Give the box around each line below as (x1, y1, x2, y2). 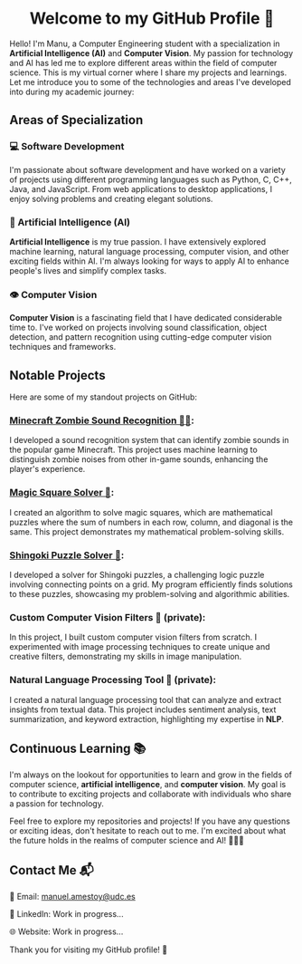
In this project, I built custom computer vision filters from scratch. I (9, 631, 258, 642)
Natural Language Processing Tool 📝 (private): (9, 674, 217, 687)
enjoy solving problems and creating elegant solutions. (9, 193, 213, 204)
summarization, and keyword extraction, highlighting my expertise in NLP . (9, 713, 285, 724)
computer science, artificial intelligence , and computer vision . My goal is (9, 779, 287, 790)
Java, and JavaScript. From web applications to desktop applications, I (9, 183, 273, 194)
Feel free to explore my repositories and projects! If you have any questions (9, 815, 291, 827)
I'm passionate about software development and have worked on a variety (9, 164, 287, 175)
